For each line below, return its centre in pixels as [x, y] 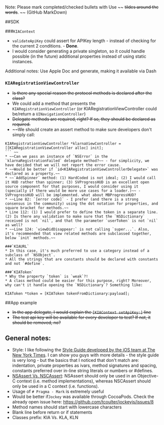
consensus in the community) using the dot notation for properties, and [82, 204]
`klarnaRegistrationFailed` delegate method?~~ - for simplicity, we [77, 161]
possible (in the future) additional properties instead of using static [79, 56]
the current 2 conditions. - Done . [45, 46]
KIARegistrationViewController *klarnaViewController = [63, 144]
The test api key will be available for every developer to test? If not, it [81, 317]
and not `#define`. [25, 264]
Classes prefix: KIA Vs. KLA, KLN [45, 418]
